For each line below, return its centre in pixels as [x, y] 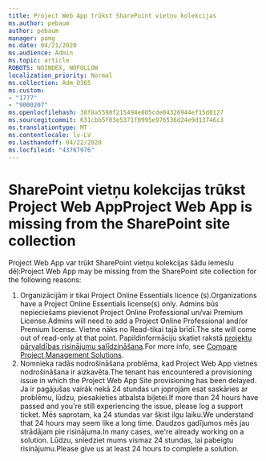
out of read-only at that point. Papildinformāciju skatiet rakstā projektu [136, 338]
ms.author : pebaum [39, 23]
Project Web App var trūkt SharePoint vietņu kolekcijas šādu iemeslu [121, 263]
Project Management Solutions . [72, 355]
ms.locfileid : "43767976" [51, 150]
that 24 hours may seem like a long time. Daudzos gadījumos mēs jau [135, 423]
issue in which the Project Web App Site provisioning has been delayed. [138, 381]
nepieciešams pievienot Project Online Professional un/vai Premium [131, 313]
